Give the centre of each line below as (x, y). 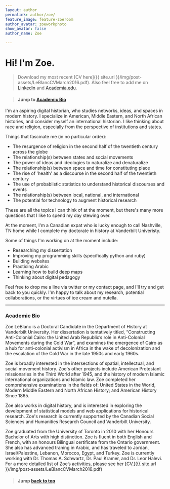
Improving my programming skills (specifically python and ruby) (79, 256)
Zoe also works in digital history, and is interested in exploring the (74, 405)
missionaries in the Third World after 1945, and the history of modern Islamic (85, 374)
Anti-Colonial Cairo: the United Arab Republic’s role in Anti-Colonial (75, 337)
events (19, 190)
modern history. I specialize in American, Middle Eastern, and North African (84, 116)
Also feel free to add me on (120, 82)
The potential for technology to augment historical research (75, 200)
